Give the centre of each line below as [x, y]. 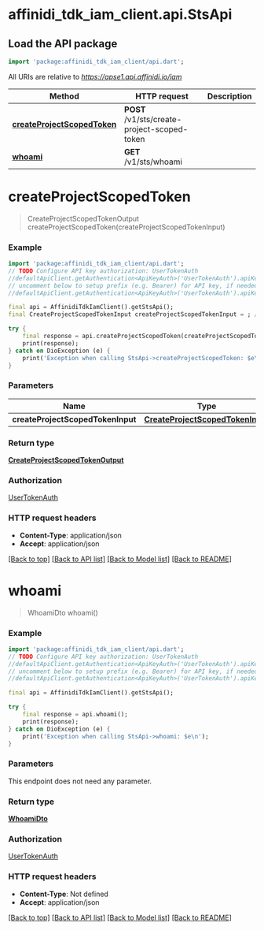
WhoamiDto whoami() [62, 612]
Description [229, 96]
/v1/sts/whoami [154, 162]
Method [65, 96]
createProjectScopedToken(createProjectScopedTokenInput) [126, 227]
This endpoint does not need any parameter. [80, 781]
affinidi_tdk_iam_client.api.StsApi [120, 15]
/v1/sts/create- [153, 119]
